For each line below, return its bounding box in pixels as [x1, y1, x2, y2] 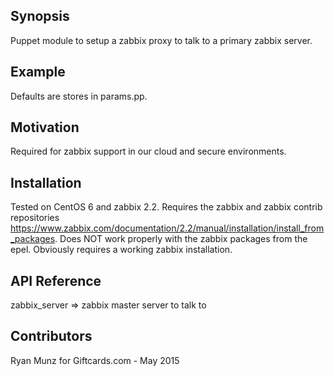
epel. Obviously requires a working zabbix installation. [10, 244, 233, 256]
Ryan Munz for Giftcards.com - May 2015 [10, 354, 180, 366]
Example [10, 64, 66, 81]
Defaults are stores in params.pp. [10, 90, 148, 102]
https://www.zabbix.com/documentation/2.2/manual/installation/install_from [10, 222, 325, 234]
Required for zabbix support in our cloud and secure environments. [10, 145, 287, 158]
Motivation [10, 119, 80, 136]
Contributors [10, 328, 93, 345]
